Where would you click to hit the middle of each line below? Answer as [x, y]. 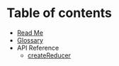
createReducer [49, 55]
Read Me [30, 33]
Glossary [30, 40]
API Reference [38, 48]
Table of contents [59, 13]
